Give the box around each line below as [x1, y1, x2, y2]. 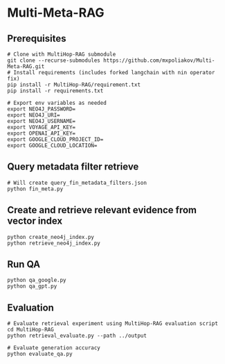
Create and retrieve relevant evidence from [7, 204, 197, 216]
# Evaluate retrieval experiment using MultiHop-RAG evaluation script [7, 320, 218, 327]
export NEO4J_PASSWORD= [7, 106, 76, 113]
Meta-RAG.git [7, 63, 45, 70]
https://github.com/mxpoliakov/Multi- [102, 57, 215, 64]
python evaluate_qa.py [7, 351, 73, 358]
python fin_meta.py [7, 185, 64, 192]
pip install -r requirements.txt [7, 88, 104, 94]
